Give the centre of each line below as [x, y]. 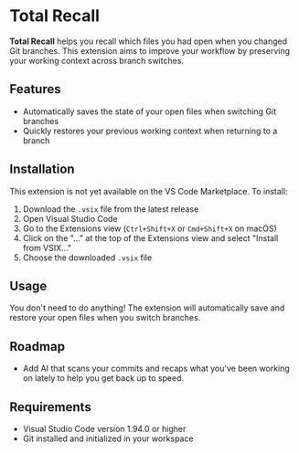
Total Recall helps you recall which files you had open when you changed [149, 41]
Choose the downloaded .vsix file [87, 258]
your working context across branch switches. [97, 60]
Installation [42, 169]
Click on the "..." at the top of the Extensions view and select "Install [150, 237]
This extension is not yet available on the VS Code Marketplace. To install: [149, 191]
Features [35, 89]
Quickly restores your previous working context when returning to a [150, 131]
